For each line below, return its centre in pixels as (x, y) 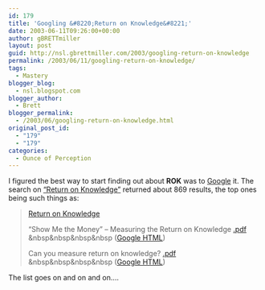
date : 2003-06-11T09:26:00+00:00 (64, 31)
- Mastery (32, 76)
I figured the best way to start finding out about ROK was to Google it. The (131, 181)
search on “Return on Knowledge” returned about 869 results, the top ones (132, 189)
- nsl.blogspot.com (48, 91)
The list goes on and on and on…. (63, 278)
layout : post (30, 46)
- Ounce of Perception (53, 158)
